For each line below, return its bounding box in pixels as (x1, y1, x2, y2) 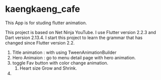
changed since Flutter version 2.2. (5, 40, 75, 45)
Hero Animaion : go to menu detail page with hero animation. (12, 54, 136, 60)
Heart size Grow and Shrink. (19, 65, 78, 71)
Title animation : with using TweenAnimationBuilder (12, 49, 117, 55)
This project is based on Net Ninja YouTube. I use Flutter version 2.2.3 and (5, 29, 157, 35)
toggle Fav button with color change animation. (12, 60, 109, 66)
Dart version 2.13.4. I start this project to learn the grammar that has (5, 35, 143, 40)
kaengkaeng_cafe (5, 3, 80, 15)
